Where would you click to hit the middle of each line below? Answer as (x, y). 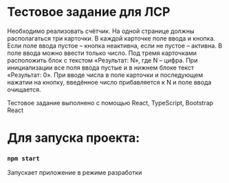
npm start (23, 159)
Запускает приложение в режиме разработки (75, 173)
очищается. (24, 89)
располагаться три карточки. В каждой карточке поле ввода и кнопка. (111, 38)
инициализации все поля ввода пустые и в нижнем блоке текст (101, 67)
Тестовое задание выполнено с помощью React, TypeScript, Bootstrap (110, 103)
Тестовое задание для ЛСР (89, 12)
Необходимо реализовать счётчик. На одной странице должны (101, 31)
